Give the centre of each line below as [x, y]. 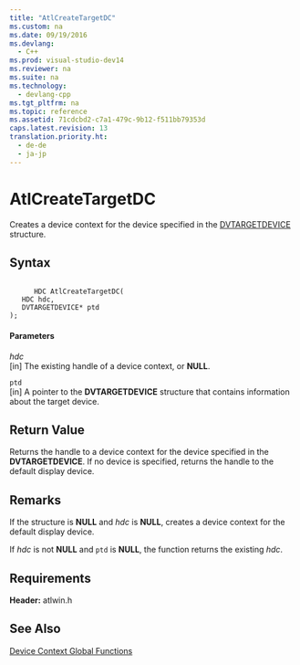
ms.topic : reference [49, 111]
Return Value [47, 430]
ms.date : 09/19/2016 [49, 35]
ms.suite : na [34, 78]
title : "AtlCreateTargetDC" [63, 18]
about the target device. [55, 401]
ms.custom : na [36, 26]
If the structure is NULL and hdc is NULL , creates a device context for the [147, 522]
